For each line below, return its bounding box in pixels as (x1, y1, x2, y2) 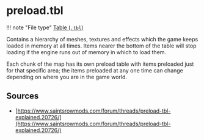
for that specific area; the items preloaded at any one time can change (6, 66, 183, 74)
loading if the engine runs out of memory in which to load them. (6, 48, 167, 55)
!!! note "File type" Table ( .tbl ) (6, 24, 84, 31)
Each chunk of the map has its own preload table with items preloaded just (6, 60, 194, 68)
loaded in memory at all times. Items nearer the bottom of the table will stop (6, 42, 197, 49)
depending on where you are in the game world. (6, 73, 127, 80)
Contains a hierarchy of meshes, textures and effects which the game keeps (6, 35, 199, 43)
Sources (6, 91, 39, 101)
